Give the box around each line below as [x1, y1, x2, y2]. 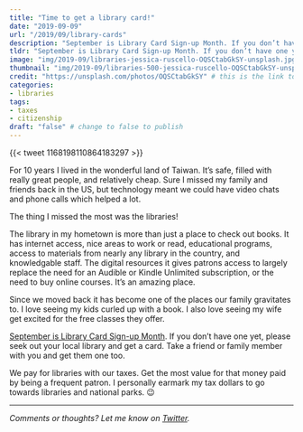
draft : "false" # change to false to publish [9, 123, 183, 132]
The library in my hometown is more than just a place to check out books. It [9, 229, 289, 239]
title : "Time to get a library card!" [9, 13, 155, 23]
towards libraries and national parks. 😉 [9, 387, 155, 398]
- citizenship [9, 114, 63, 123]
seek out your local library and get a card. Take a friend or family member [9, 341, 283, 351]
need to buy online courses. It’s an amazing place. [9, 277, 196, 287]
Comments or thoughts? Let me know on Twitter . [9, 413, 190, 423]
